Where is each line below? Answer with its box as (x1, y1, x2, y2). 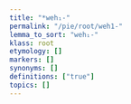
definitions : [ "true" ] (9, 72, 95, 81)
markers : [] (9, 55, 54, 64)
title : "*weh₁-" (9, 13, 70, 23)
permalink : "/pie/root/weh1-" (9, 22, 124, 31)
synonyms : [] (9, 64, 59, 73)
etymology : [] (9, 47, 63, 56)
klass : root (9, 38, 54, 48)
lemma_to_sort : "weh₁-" (9, 30, 99, 39)
